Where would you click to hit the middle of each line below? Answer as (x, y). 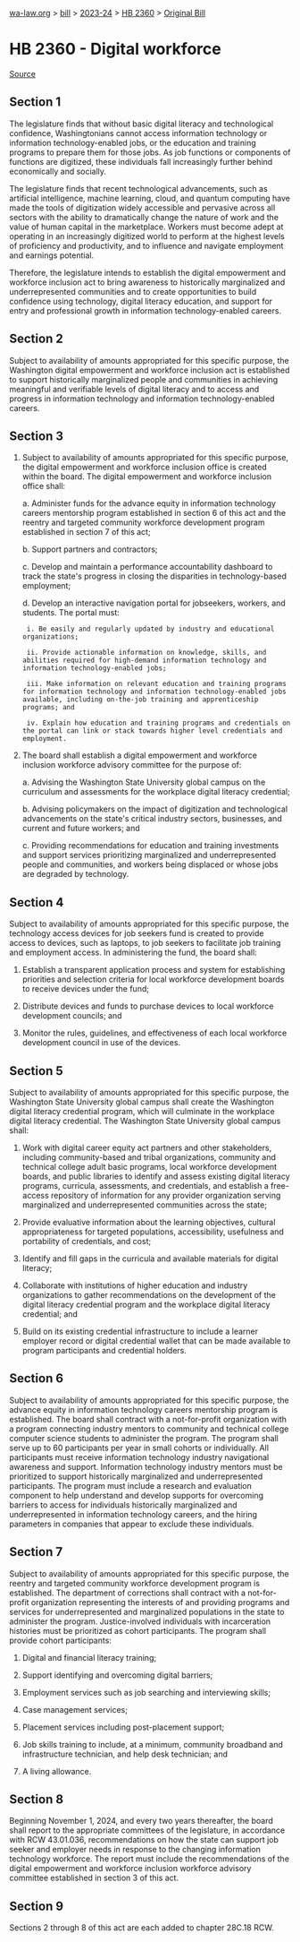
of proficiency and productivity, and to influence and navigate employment (146, 245)
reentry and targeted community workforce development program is (135, 1583)
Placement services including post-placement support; (123, 1727)
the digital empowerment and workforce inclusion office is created (144, 467)
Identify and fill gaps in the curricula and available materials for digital (150, 1259)
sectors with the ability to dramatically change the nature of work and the (144, 217)
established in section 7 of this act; (86, 532)
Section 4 (37, 902)
